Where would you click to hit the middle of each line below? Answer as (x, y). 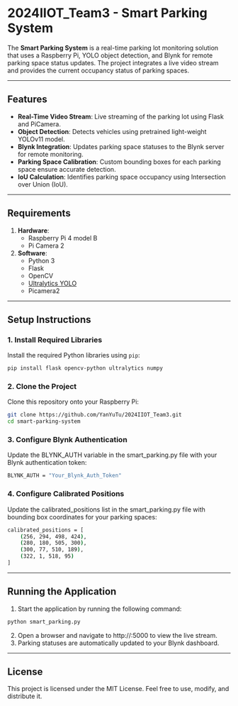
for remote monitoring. (50, 154)
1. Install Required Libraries (55, 340)
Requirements (39, 213)
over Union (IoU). (43, 184)
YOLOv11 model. (41, 139)
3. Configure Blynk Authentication (67, 440)
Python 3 (41, 260)
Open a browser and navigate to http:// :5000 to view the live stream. (117, 635)
